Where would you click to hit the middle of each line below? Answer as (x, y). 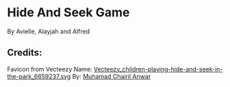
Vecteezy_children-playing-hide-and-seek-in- (158, 69)
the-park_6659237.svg (39, 76)
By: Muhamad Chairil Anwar (112, 76)
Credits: (25, 53)
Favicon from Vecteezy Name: (50, 69)
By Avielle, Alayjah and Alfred (49, 31)
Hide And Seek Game (68, 13)
